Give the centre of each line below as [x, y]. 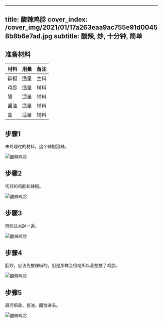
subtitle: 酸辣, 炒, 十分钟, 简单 [98, 36]
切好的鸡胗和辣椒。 [24, 186]
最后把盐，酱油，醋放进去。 [33, 305]
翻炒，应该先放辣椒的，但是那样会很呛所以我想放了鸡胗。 [62, 266]
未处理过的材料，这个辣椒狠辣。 [37, 147]
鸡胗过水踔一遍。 [22, 226]
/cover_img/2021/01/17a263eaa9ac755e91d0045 [81, 27]
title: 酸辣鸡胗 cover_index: [47, 20]
